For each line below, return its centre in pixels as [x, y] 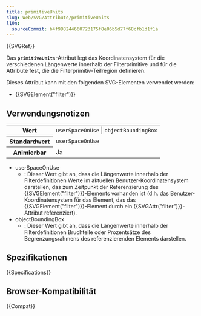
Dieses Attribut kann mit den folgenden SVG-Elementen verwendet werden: [100, 83]
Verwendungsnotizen [48, 113]
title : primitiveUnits [35, 12]
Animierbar [30, 153]
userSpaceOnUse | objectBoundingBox [106, 130]
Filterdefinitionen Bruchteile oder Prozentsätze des [87, 232]
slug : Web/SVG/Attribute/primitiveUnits [58, 18]
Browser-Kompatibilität [51, 291]
